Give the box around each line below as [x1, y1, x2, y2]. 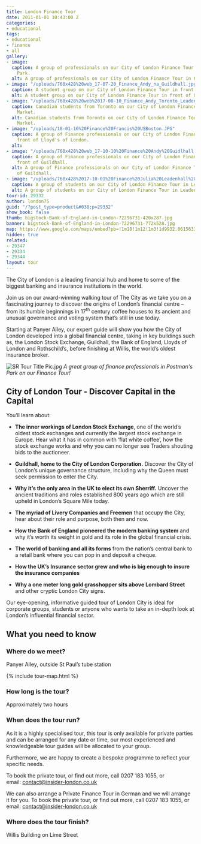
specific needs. [6, 760, 44, 767]
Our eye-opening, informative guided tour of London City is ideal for [6, 599, 174, 606]
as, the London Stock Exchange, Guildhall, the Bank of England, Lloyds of [6, 338, 187, 345]
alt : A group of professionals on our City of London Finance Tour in [11, 76, 191, 82]
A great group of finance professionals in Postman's [63, 363, 193, 370]
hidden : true [6, 231, 39, 237]
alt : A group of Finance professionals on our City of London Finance [11, 165, 191, 171]
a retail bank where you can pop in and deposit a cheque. [14, 551, 157, 559]
